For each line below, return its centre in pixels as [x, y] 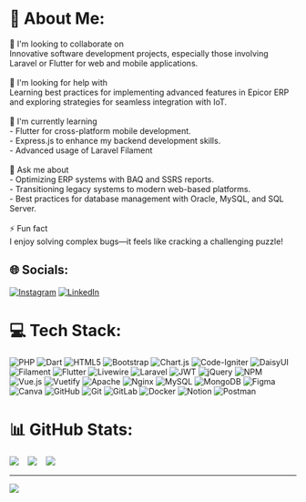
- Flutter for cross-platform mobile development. [100, 130]
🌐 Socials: [39, 270]
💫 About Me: [57, 19]
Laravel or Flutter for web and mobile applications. [104, 63]
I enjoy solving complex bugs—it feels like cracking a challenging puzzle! [147, 241]
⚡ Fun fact [29, 228]
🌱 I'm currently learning [53, 121]
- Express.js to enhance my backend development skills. [115, 140]
